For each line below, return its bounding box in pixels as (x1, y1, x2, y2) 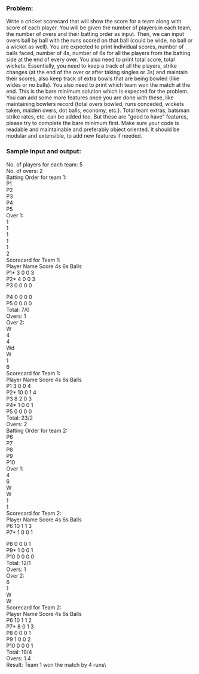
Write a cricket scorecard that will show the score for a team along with (6, 18, 182, 25)
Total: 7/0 (6, 306, 30, 313)
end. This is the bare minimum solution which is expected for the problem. (6, 88, 189, 95)
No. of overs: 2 (6, 167, 43, 174)
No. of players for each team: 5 (6, 160, 83, 168)
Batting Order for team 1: (6, 174, 67, 181)
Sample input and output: (6, 147, 82, 156)
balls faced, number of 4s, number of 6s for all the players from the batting (6, 50, 191, 57)
